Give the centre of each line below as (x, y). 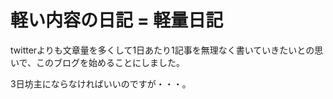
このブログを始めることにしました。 (111, 62)
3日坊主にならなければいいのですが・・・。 (101, 83)
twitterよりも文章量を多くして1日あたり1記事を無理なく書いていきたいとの (162, 50)
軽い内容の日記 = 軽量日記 (117, 20)
